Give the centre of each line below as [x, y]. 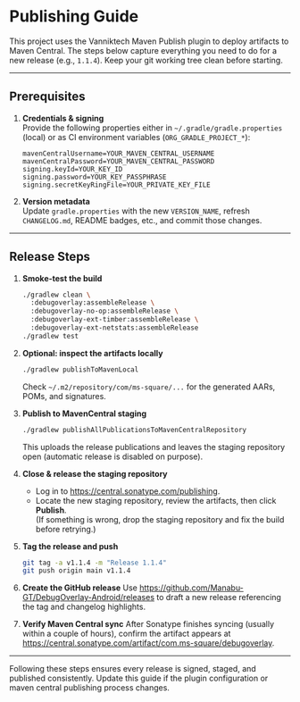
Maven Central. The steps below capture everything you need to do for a [143, 50]
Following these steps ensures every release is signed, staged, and [133, 669]
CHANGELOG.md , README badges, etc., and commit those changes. [142, 220]
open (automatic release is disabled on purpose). [112, 456]
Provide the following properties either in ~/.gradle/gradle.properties [152, 128]
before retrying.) [66, 529]
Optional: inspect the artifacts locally [92, 353]
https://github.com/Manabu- [192, 588]
